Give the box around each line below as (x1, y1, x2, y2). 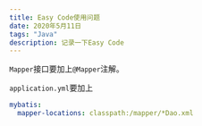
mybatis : (9, 100, 42, 110)
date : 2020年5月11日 (9, 21, 82, 30)
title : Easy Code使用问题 (9, 13, 101, 22)
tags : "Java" (9, 29, 58, 38)
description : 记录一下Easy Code (9, 38, 125, 47)
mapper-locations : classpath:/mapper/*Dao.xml (17, 109, 194, 118)
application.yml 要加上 (9, 82, 94, 94)
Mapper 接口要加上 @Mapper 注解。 (9, 63, 125, 74)
